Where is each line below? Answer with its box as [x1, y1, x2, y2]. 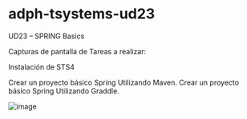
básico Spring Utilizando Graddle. [8, 85, 120, 96]
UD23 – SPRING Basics [8, 31, 85, 41]
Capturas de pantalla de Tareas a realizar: [8, 46, 147, 56]
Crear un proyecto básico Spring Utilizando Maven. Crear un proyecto [8, 77, 239, 87]
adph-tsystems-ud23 [8, 5, 156, 23]
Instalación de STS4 [8, 61, 75, 72]
